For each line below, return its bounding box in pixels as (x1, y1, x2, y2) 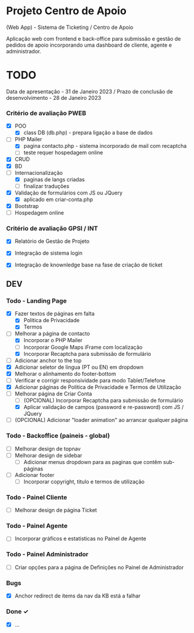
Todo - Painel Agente (6, 522, 68, 530)
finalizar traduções (23, 182, 70, 190)
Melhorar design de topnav (14, 445, 81, 452)
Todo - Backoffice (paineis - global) (6, 431, 111, 440)
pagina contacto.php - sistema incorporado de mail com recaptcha (23, 142, 187, 150)
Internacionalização (14, 169, 63, 176)
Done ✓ (6, 608, 29, 616)
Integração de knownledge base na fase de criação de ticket (14, 261, 163, 268)
